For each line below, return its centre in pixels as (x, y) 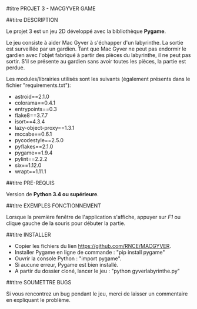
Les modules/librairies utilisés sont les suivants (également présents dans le (98, 79)
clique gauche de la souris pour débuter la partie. (66, 223)
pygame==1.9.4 (34, 153)
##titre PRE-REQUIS (30, 183)
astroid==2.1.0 (32, 97)
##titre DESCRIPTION (32, 20)
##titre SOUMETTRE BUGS (39, 282)
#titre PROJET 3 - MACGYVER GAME (51, 9)
